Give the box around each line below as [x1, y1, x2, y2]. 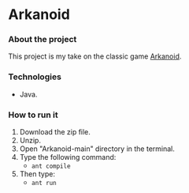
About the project [8, 34, 77, 45]
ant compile [31, 162, 71, 171]
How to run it [8, 109, 58, 120]
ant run [31, 180, 57, 187]
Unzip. [19, 136, 42, 146]
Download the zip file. [19, 127, 91, 137]
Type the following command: [19, 153, 117, 162]
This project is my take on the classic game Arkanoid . [8, 51, 182, 61]
